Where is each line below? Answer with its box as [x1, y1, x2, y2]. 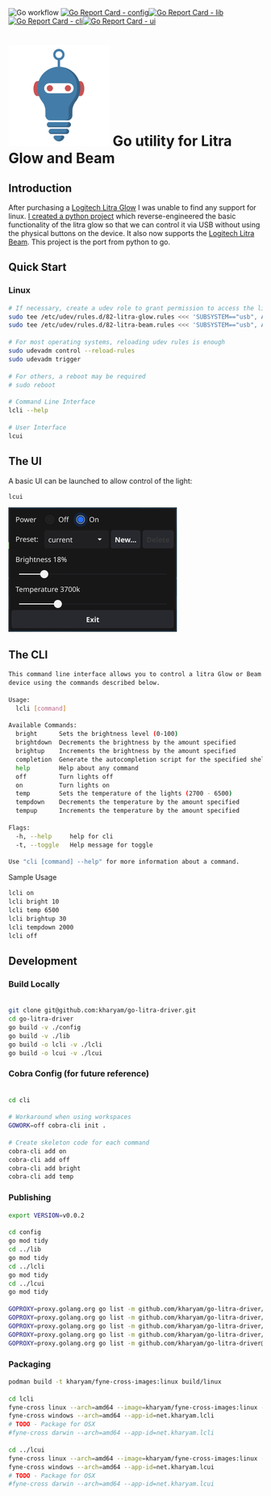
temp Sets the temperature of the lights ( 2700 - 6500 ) [15, 789, 232, 798]
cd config [8, 1228, 42, 1236]
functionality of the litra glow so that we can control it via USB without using [8, 220, 261, 230]
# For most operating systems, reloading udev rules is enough [8, 338, 226, 347]
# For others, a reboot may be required [8, 372, 147, 380]
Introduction [8, 181, 73, 195]
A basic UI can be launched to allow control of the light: [8, 475, 193, 485]
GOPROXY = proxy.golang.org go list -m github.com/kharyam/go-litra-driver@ [8, 1339, 265, 1347]
